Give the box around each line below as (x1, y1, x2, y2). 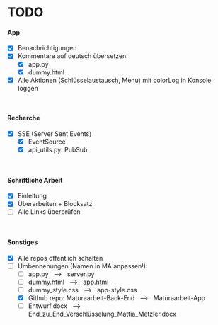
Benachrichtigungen (17, 44, 77, 52)
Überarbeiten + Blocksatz (17, 200, 93, 208)
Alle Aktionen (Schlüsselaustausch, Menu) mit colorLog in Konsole (17, 76, 212, 84)
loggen (17, 84, 39, 92)
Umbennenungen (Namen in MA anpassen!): (17, 261, 148, 270)
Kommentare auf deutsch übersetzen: (17, 52, 129, 60)
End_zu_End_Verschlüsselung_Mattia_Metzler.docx (28, 309, 177, 319)
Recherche (7, 114, 40, 122)
